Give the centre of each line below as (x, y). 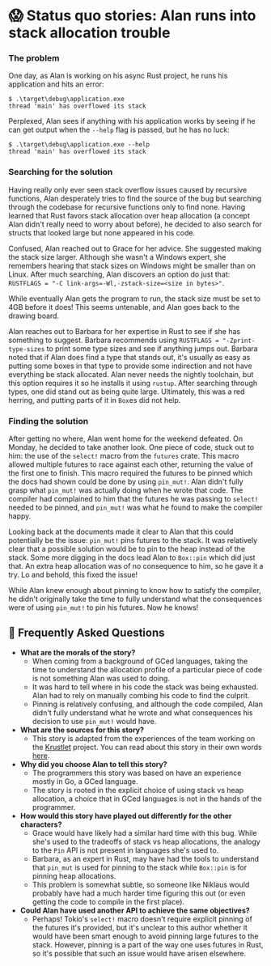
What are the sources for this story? (82, 730)
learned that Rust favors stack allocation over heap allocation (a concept (129, 215)
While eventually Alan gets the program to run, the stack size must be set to (135, 299)
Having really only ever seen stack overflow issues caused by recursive (128, 189)
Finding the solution (49, 421)
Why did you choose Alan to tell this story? (93, 764)
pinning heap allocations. (74, 875)
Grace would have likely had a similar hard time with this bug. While (144, 833)
